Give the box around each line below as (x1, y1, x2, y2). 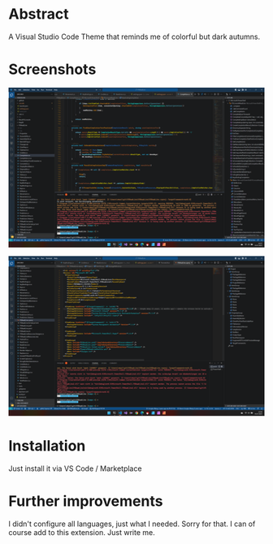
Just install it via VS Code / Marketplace (8, 464, 142, 473)
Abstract (8, 5, 69, 24)
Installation (8, 437, 86, 455)
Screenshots (8, 60, 97, 79)
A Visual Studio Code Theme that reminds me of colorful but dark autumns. (8, 32, 261, 41)
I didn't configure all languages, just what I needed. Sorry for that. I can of (8, 519, 256, 529)
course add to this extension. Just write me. (8, 527, 156, 537)
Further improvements (8, 492, 163, 510)
